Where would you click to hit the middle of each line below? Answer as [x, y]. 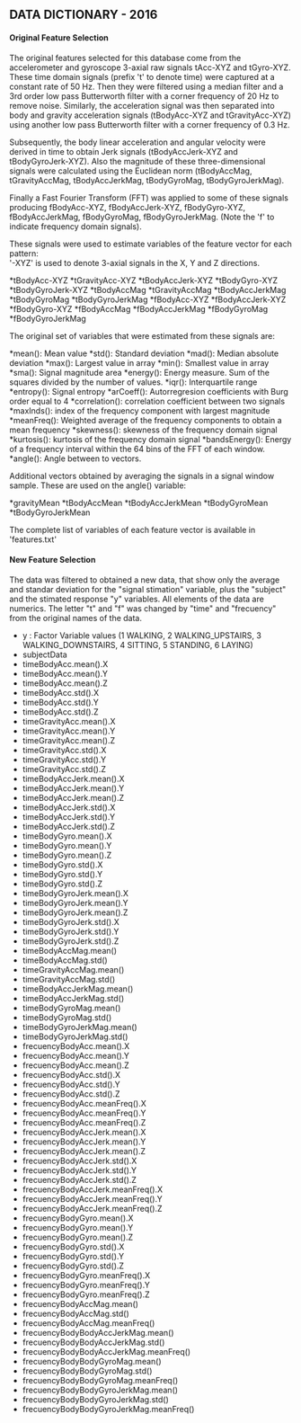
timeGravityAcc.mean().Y [69, 731]
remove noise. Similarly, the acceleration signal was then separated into [142, 105]
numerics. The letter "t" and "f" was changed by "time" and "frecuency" [143, 608]
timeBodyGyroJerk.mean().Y [75, 903]
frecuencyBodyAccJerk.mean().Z [84, 1151]
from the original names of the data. [75, 618]
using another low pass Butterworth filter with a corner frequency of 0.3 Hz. [150, 124]
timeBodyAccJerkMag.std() [73, 998]
